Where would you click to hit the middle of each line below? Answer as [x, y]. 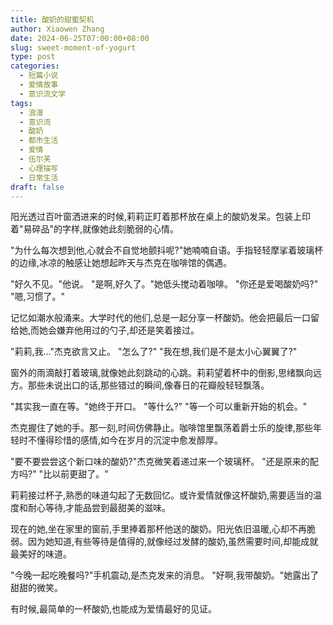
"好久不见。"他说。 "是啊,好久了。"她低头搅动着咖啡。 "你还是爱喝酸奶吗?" [164, 284]
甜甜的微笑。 [36, 588]
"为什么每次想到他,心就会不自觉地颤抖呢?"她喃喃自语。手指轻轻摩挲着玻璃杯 [167, 250]
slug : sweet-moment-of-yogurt [73, 47]
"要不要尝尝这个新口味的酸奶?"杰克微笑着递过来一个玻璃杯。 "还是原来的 [160, 462]
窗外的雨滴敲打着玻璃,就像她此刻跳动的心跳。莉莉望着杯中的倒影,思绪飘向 [162, 373]
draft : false [37, 187]
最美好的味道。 [41, 554]
